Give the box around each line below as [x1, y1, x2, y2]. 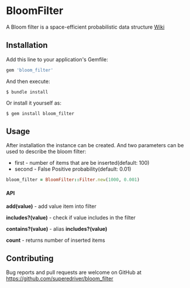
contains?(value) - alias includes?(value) [6, 225, 108, 232]
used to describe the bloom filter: [6, 148, 87, 155]
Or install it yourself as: [6, 99, 61, 106]
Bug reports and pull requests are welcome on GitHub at [6, 269, 142, 276]
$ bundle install [6, 89, 49, 95]
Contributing [6, 253, 54, 263]
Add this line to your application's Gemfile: [6, 55, 108, 63]
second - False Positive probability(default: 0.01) [14, 165, 132, 173]
